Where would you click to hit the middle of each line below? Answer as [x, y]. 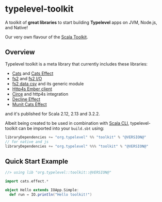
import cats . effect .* [27, 181]
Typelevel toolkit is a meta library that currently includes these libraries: [76, 64]
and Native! [16, 27]
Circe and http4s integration [40, 94]
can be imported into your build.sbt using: [61, 128]
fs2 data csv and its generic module [48, 84]
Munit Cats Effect [29, 104]
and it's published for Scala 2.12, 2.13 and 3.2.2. [53, 114]
